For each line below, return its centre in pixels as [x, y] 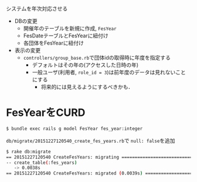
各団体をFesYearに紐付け [53, 43]
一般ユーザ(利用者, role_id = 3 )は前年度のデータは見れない [104, 72]
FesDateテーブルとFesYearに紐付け [66, 36]
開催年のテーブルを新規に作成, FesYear [70, 28]
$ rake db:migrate [28, 152]
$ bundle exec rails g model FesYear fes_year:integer [74, 128]
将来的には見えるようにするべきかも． [87, 87]
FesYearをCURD [46, 113]
